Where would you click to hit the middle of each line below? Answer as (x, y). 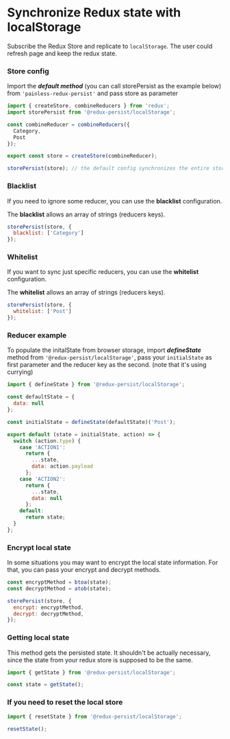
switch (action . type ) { (47, 441)
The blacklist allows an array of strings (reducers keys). (86, 214)
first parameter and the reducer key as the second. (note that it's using (107, 365)
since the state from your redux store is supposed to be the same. (100, 660)
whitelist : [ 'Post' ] (42, 312)
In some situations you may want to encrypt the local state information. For (113, 562)
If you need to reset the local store (65, 702)
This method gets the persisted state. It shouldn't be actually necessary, (109, 653)
